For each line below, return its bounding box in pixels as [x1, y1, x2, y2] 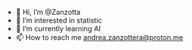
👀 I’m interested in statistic [15, 16, 103, 25]
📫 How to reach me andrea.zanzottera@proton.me [15, 33, 184, 42]
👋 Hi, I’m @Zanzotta [15, 8, 81, 16]
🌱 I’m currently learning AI [15, 24, 102, 33]
